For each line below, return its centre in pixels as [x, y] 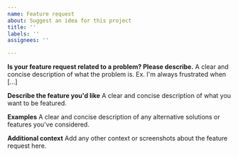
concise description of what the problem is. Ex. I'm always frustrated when [117, 75]
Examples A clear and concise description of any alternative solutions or [114, 117]
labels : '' [23, 34]
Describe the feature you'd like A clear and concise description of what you [119, 96]
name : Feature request [41, 14]
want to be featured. [37, 103]
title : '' [22, 27]
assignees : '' [28, 40]
